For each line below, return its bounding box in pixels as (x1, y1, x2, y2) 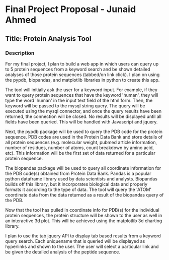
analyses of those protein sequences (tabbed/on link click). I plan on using (5, 72, 160, 78)
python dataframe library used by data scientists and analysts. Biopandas (5, 175, 157, 182)
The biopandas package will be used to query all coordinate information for (5, 165, 161, 171)
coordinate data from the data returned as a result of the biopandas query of (5, 191, 164, 198)
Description (5, 49, 35, 56)
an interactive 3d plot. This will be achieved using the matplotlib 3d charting (5, 218, 162, 224)
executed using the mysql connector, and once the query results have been (5, 108, 162, 114)
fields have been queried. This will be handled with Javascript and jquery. (5, 118, 158, 124)
